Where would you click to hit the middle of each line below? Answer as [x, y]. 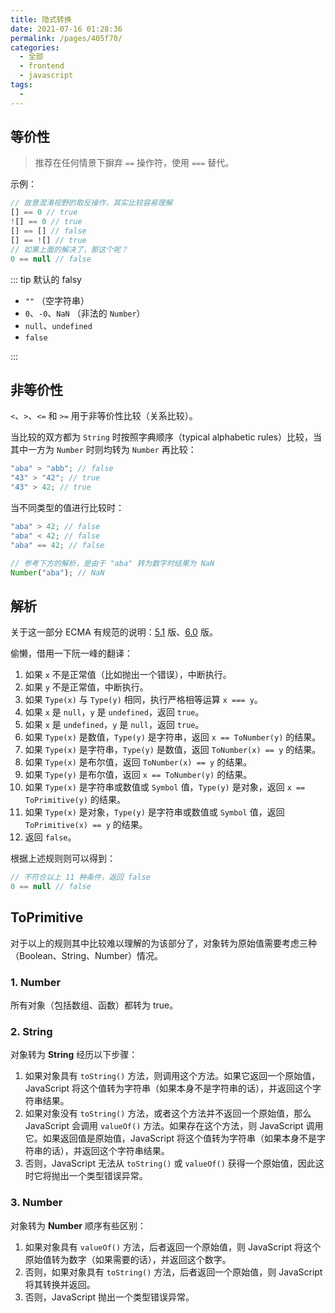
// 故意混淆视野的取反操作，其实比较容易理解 [91, 203]
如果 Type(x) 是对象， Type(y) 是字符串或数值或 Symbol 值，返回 [154, 812]
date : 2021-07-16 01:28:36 [66, 29]
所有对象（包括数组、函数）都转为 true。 [94, 1005]
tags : [21, 85]
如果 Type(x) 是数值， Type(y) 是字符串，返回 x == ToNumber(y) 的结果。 [173, 737]
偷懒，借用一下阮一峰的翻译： [71, 653]
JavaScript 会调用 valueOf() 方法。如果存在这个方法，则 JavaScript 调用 [174, 1126]
